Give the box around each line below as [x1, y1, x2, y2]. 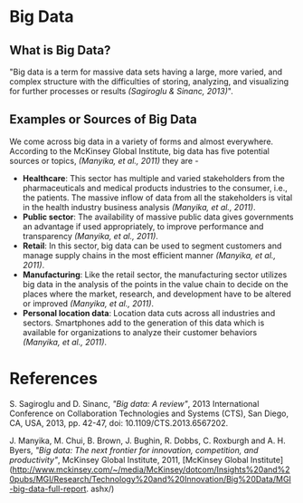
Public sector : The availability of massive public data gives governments [22, 211, 294, 222]
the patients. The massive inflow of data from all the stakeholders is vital [22, 192, 293, 203]
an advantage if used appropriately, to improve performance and [22, 220, 264, 232]
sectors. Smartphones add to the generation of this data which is [22, 317, 265, 328]
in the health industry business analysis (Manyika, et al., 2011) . [22, 201, 256, 212]
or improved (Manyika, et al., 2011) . [22, 297, 155, 309]
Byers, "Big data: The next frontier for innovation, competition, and [9, 444, 260, 455]
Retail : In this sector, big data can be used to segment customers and [22, 240, 282, 251]
